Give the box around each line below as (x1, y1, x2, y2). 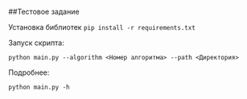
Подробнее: (8, 68, 50, 77)
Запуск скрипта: (8, 38, 64, 47)
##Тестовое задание (8, 7, 80, 16)
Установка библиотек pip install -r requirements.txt (8, 23, 196, 31)
